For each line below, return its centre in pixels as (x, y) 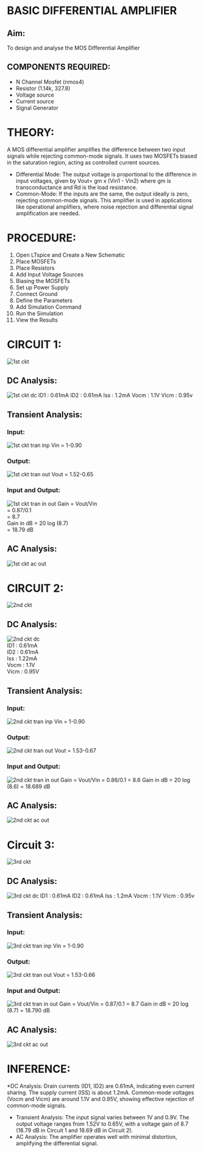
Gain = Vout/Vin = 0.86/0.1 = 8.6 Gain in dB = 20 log (126, 779)
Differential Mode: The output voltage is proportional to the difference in (106, 174)
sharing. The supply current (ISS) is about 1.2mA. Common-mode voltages (101, 1092)
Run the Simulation (39, 313)
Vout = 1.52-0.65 (73, 474)
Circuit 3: (31, 845)
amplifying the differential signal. (57, 1143)
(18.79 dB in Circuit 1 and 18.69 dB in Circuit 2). (74, 1130)
